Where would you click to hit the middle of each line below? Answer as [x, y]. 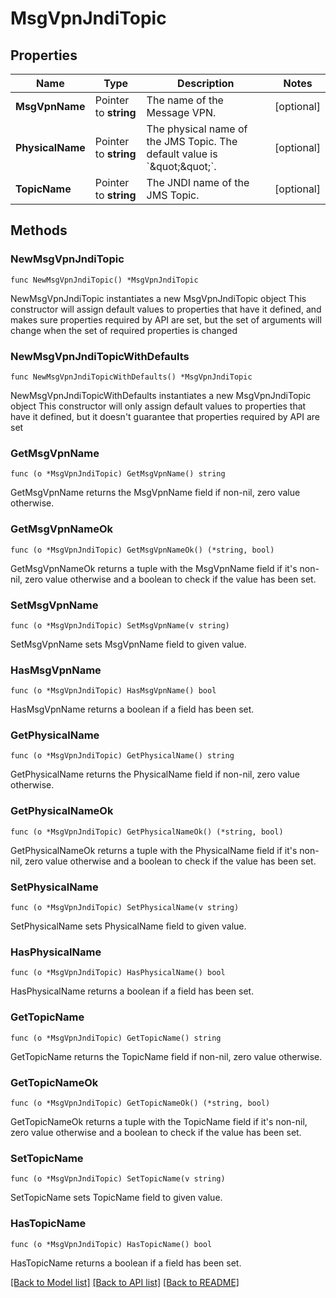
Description [206, 83]
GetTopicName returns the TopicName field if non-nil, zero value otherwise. [166, 1056]
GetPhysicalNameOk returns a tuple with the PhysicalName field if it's [154, 850]
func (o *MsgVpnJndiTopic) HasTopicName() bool [111, 1244]
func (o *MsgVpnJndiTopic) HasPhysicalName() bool [118, 973]
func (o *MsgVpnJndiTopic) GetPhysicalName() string [122, 756]
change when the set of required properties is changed [124, 330]
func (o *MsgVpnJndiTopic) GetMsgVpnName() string [118, 474]
